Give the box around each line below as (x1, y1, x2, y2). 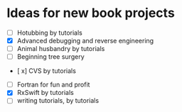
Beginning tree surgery (16, 52, 85, 61)
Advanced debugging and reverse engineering (16, 37, 154, 45)
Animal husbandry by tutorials (16, 45, 105, 53)
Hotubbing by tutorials (16, 28, 83, 37)
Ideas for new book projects (6, 5, 175, 21)
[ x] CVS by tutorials (16, 67, 76, 75)
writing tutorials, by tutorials (16, 96, 100, 105)
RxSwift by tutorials (16, 89, 74, 97)
